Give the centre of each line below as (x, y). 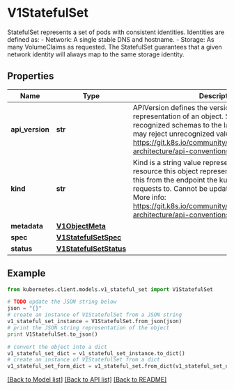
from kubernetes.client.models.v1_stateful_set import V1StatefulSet (110, 289)
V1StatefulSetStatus (91, 249)
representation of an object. (178, 116)
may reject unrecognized (173, 134)
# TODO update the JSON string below (62, 302)
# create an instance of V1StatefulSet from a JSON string (95, 315)
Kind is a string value (167, 162)
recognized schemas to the (177, 125)
